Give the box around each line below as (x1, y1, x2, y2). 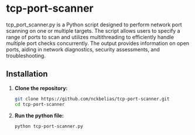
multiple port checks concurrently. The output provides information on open (6, 40, 189, 47)
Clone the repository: (14, 84, 68, 92)
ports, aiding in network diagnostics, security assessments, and (6, 46, 160, 53)
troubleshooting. (6, 52, 46, 59)
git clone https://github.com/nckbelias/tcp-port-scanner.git (14, 96, 170, 102)
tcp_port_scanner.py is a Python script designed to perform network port (6, 21, 183, 28)
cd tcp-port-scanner (14, 101, 65, 107)
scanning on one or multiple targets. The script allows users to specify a (6, 27, 180, 34)
